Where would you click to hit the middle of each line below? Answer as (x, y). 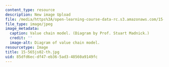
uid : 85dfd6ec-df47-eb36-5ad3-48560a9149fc (52, 57)
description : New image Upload (38, 15)
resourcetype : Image (27, 47)
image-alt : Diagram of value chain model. (55, 43)
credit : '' (21, 38)
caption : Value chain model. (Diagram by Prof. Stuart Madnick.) (80, 33)
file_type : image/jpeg (29, 24)
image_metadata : (22, 29)
